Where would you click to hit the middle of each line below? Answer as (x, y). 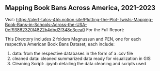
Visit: (10, 19)
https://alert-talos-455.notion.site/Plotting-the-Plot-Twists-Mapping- (85, 19)
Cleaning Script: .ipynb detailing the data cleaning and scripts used (79, 63)
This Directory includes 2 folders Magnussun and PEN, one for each (73, 39)
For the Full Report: (105, 30)
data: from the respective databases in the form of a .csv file (72, 53)
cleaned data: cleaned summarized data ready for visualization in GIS (81, 58)
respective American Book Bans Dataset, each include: (60, 44)
